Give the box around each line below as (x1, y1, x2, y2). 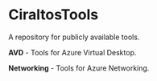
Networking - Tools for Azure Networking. (8, 63, 150, 73)
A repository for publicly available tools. (8, 32, 140, 42)
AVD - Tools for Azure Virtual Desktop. (8, 47, 137, 57)
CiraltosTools (8, 6, 99, 24)
